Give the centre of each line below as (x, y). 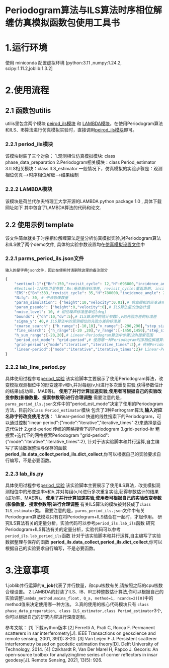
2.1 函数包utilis (28, 111)
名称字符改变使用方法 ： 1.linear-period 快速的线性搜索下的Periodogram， (81, 416)
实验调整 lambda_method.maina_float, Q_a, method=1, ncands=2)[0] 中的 (79, 598)
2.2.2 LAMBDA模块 (29, 189)
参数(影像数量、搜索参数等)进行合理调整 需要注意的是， (67, 397)
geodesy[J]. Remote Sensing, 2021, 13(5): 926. (54, 660)
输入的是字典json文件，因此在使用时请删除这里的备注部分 (57, 270)
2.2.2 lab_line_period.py (36, 367)
